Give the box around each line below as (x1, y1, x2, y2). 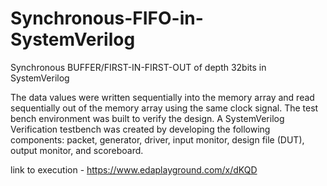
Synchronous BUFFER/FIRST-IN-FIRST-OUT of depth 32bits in (10, 61, 267, 73)
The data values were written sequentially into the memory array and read (10, 91, 315, 103)
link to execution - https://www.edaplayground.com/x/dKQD (10, 163, 258, 176)
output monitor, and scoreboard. (10, 144, 144, 156)
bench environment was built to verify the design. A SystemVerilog (10, 112, 285, 124)
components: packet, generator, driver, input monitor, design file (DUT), (10, 133, 305, 146)
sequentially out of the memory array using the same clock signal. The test (10, 102, 319, 114)
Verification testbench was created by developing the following (10, 123, 271, 135)
